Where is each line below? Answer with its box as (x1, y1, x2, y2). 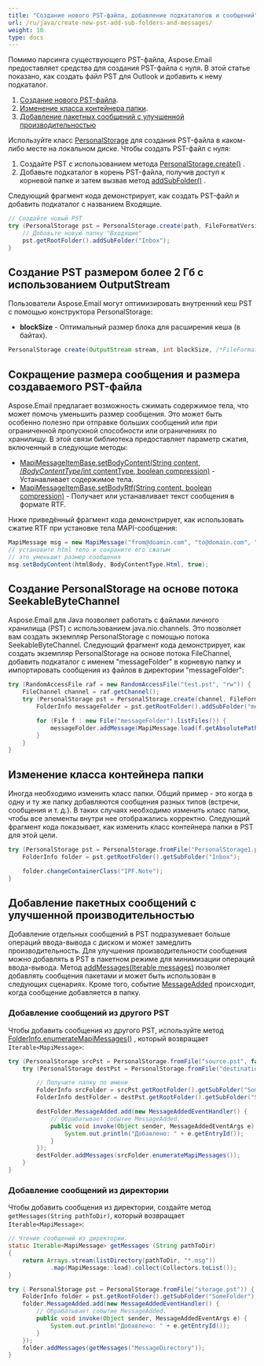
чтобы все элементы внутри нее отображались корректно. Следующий (8, 814, 250, 823)
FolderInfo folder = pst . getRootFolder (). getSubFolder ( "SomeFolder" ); (22, 1293, 258, 1301)
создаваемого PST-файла (8, 380, 143, 393)
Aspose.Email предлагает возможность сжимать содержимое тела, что (8, 401, 249, 411)
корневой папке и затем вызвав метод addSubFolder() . (19, 176, 207, 186)
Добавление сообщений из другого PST (8, 1007, 170, 1018)
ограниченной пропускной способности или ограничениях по (8, 426, 218, 436)
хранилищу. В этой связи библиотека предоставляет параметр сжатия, (8, 434, 249, 444)
